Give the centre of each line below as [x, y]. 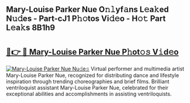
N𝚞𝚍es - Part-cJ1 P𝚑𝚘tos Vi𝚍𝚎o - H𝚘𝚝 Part [86, 19]
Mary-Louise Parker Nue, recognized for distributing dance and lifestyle [93, 75]
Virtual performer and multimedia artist [137, 69]
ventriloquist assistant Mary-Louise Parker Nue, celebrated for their [87, 88]
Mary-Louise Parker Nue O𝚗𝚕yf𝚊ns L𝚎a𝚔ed [87, 10]
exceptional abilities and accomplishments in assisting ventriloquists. [89, 94]
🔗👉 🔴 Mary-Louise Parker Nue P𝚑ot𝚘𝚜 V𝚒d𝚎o [92, 52]
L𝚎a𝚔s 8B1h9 [31, 28]
